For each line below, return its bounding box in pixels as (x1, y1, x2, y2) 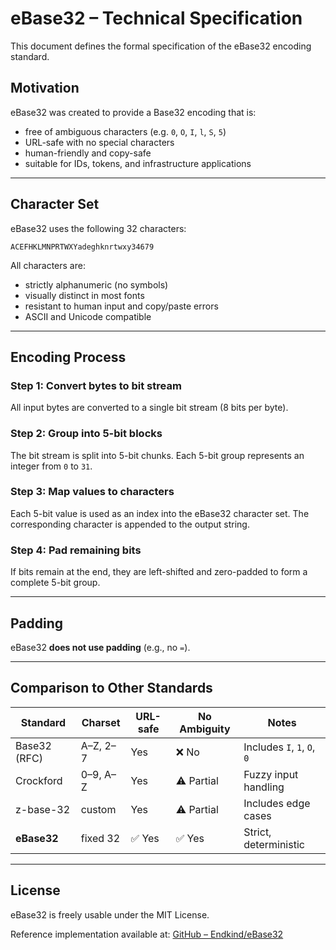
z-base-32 (15, 802, 71, 816)
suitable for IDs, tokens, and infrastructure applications (24, 157, 252, 169)
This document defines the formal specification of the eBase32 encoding (10, 40, 312, 52)
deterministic (243, 837, 305, 851)
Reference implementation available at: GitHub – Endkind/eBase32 (10, 928, 284, 940)
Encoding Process (10, 348, 127, 366)
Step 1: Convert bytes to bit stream (10, 378, 182, 392)
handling (243, 780, 285, 794)
